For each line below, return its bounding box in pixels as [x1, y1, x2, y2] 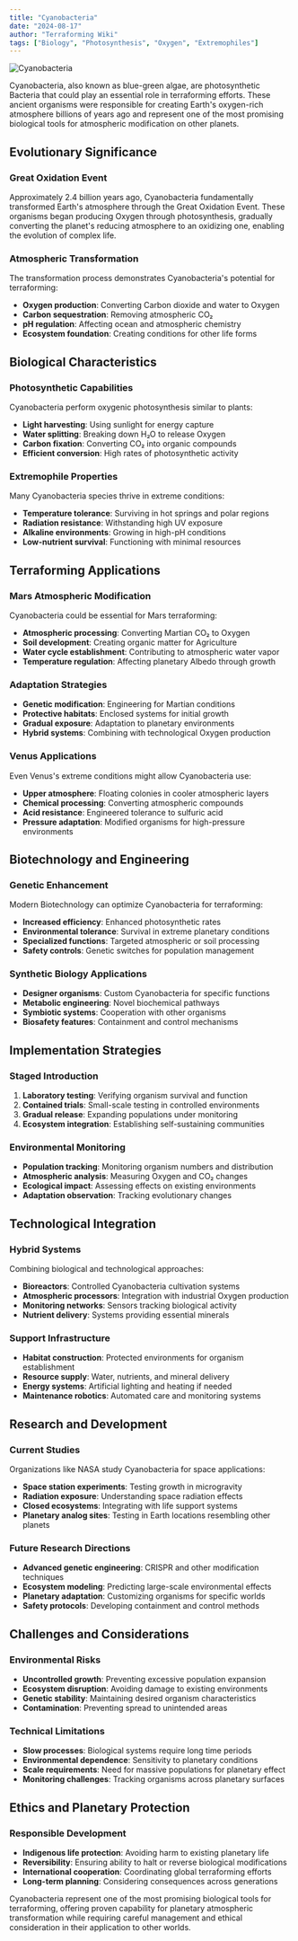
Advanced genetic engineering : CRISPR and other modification [22, 1562, 259, 1573]
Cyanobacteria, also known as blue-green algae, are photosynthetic [9, 80, 260, 91]
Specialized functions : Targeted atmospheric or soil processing [22, 936, 260, 947]
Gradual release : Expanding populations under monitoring [22, 1109, 238, 1120]
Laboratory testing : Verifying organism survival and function [22, 1090, 249, 1101]
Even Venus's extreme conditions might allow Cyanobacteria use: [9, 770, 251, 781]
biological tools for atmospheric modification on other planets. [9, 119, 240, 129]
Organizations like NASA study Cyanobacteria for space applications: [9, 1464, 266, 1475]
